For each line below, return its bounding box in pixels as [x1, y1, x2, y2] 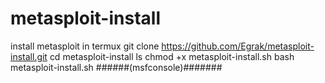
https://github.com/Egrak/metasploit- [161, 40, 315, 52]
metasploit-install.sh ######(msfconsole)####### [10, 61, 223, 73]
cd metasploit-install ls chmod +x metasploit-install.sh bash [49, 50, 295, 62]
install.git [10, 50, 48, 62]
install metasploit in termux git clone [10, 40, 160, 52]
